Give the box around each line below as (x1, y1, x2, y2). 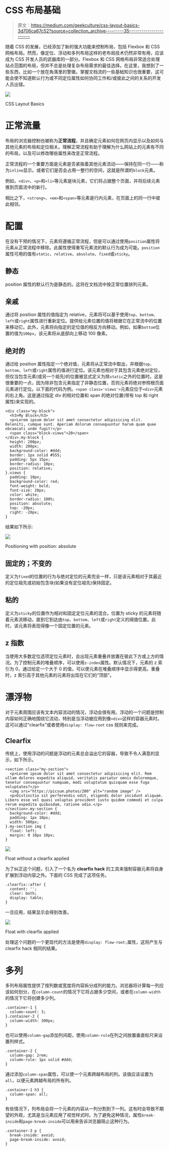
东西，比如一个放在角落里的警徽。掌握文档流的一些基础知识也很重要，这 (9, 68, 159, 74)
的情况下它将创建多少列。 (5, 995, 58, 1001)
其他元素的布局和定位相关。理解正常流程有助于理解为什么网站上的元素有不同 (5, 144, 164, 150)
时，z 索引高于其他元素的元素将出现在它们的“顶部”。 (5, 672, 114, 678)
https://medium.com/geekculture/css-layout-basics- (31, 22, 140, 28)
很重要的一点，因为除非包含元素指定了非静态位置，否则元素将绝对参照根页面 (5, 380, 164, 386)
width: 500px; (10, 819, 39, 825)
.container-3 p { (5, 1128, 42, 1133)
